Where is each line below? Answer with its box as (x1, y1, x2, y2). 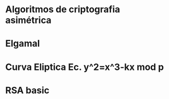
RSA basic (5, 84, 50, 96)
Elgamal (5, 38, 40, 49)
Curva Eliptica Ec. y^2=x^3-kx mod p (5, 61, 164, 72)
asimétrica (5, 14, 52, 26)
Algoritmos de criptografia (5, 4, 120, 15)
